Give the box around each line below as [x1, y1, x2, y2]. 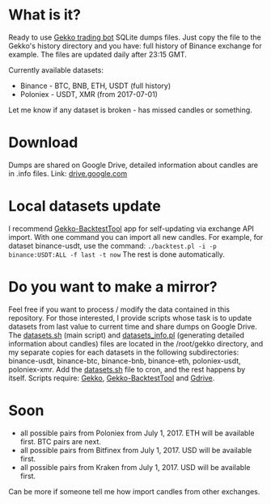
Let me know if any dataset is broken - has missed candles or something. [8, 105, 252, 115]
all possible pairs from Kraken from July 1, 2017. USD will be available [19, 462, 251, 472]
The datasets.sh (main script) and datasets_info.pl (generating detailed [8, 330, 244, 340]
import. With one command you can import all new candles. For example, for [8, 232, 264, 241]
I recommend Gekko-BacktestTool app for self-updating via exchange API [8, 224, 255, 233]
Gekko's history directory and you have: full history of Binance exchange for [8, 40, 263, 50]
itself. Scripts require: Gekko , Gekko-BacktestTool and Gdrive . [8, 373, 215, 383]
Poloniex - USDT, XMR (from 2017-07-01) [19, 89, 158, 99]
